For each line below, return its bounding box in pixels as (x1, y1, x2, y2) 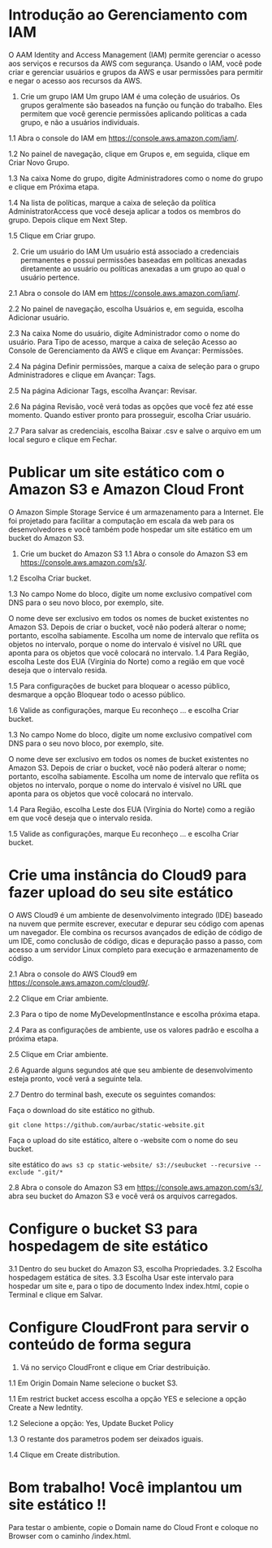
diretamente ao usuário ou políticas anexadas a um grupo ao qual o (19, 263, 246, 273)
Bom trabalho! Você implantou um (8, 1478, 243, 1497)
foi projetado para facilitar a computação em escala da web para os (8, 515, 235, 525)
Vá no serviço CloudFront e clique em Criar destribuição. (19, 1362, 211, 1372)
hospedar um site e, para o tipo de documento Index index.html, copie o (8, 1281, 249, 1290)
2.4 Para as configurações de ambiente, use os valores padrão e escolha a (8, 1024, 259, 1034)
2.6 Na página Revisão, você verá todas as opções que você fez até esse (8, 401, 253, 411)
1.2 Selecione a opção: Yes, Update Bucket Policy (8, 1418, 175, 1428)
